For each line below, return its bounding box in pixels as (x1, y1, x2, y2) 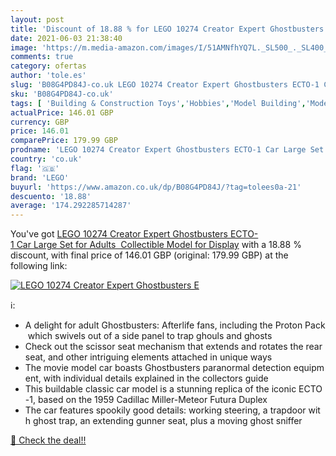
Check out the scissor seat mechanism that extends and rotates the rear (24, 341, 323, 353)
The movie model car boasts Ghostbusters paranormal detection (24, 362, 292, 374)
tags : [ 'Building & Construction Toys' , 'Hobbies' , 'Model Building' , (10, 98, 307, 108)
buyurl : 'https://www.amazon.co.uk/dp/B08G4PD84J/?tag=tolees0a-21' (10, 182, 302, 192)
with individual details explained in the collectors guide (43, 372, 269, 385)
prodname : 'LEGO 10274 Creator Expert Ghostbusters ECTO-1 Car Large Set (10, 145, 325, 155)
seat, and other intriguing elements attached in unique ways (24, 351, 273, 363)
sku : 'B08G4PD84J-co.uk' (10, 89, 114, 99)
